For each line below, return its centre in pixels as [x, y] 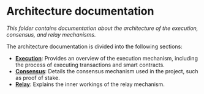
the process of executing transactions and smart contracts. [90, 65]
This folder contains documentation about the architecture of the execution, [102, 28]
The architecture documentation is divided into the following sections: [94, 46]
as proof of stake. [37, 78]
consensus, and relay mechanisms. [51, 34]
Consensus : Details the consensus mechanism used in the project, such [107, 71]
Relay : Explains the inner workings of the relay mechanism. [90, 84]
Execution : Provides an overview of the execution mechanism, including [106, 58]
